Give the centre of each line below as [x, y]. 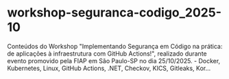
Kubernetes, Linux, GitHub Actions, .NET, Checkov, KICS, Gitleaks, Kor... [109, 68]
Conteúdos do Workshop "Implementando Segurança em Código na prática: [115, 46]
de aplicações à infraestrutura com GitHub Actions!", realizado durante [107, 54]
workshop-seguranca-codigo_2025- [114, 13]
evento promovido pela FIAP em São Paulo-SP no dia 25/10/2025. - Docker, [114, 60]
